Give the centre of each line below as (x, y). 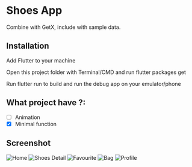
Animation (27, 117)
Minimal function (36, 124)
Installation (28, 46)
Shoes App (34, 11)
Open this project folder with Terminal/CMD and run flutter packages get (96, 72)
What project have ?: (46, 103)
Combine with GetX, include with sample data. (63, 27)
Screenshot (29, 143)
